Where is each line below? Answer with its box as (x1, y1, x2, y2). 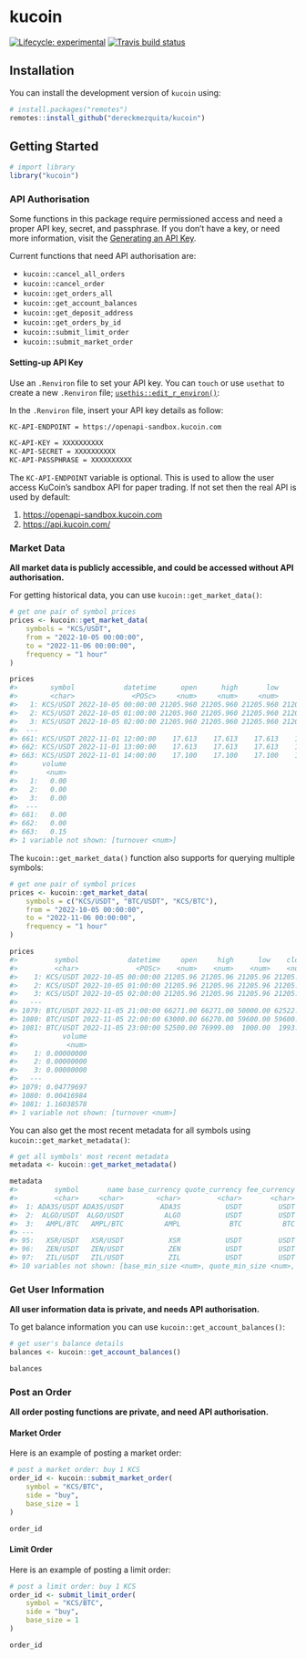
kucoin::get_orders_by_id (22, 318, 121, 327)
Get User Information (9, 1283, 105, 1296)
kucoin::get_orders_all (22, 289, 114, 298)
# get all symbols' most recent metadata (9, 1152, 169, 1161)
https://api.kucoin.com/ (22, 519, 111, 530)
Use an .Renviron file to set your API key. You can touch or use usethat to (9, 377, 285, 389)
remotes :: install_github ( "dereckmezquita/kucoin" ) (9, 113, 206, 122)
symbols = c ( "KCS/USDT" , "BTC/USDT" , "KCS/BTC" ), (25, 897, 219, 906)
